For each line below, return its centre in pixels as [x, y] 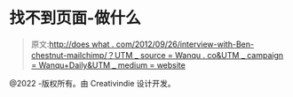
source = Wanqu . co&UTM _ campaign [212, 55]
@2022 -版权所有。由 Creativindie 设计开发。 [92, 83]
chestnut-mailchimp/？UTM [82, 55]
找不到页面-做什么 [75, 18]
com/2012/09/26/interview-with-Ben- [185, 44]
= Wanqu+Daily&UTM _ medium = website [108, 65]
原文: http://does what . [72, 44]
